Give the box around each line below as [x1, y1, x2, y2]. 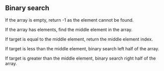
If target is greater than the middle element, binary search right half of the [5, 55, 156, 61]
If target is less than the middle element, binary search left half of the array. [5, 45, 160, 51]
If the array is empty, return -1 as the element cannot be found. [5, 17, 134, 23]
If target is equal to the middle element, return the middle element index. [5, 36, 153, 42]
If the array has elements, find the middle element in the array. [5, 27, 133, 33]
